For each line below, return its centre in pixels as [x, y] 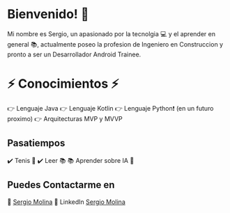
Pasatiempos [36, 143]
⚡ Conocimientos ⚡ [63, 84]
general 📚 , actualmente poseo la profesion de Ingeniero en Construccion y [115, 44]
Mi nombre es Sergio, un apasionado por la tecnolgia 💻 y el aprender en [112, 33]
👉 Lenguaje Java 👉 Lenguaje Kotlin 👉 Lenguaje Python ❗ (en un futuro [110, 108]
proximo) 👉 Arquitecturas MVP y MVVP [65, 118]
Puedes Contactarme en [61, 185]
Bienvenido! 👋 [48, 14]
